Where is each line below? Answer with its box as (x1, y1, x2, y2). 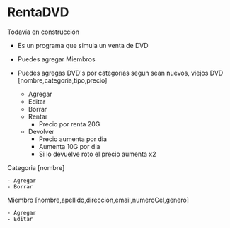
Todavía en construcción (7, 28, 80, 36)
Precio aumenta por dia (38, 135, 108, 143)
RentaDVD (7, 4, 69, 20)
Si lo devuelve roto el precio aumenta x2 (38, 150, 157, 158)
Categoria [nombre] (7, 163, 65, 172)
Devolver (28, 127, 55, 136)
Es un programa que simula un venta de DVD (17, 41, 149, 49)
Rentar (28, 112, 48, 121)
